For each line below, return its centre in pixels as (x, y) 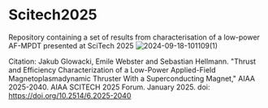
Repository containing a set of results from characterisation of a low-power (134, 37)
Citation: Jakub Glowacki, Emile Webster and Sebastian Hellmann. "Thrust (132, 61)
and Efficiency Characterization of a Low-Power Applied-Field (112, 69)
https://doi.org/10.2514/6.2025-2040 (70, 95)
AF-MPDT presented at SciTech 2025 (71, 45)
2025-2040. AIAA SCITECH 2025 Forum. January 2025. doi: (109, 87)
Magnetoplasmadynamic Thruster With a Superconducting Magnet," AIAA (132, 78)
